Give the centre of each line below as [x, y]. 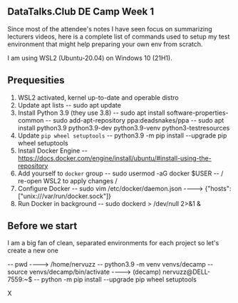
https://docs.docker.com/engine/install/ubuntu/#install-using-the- [114, 158]
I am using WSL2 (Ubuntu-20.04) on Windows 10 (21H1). [90, 58]
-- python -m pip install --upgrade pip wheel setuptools [115, 279]
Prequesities [36, 80]
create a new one [33, 251]
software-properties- [198, 113]
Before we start [42, 226]
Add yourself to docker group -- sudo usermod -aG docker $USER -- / [120, 173]
